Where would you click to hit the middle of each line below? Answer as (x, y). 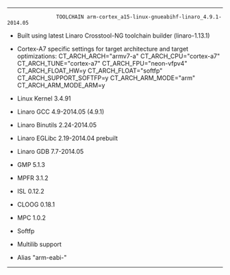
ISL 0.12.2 (30, 191)
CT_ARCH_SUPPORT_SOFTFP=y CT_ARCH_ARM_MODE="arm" (106, 78)
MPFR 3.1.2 (33, 178)
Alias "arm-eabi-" (42, 258)
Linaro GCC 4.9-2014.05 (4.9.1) (61, 112)
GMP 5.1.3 (31, 165)
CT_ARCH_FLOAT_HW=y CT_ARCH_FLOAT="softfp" (90, 70)
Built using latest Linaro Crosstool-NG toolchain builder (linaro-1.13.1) (113, 36)
